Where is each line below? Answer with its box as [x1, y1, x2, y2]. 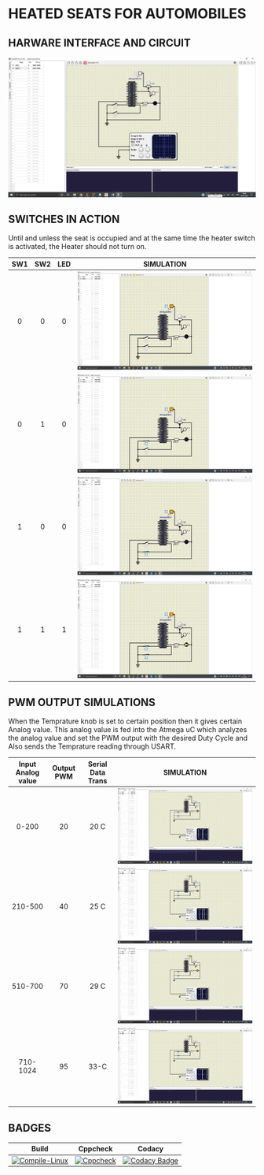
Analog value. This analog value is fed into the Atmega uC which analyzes [8, 725, 247, 734]
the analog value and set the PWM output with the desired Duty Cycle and [8, 734, 248, 742]
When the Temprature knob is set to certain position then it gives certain [8, 716, 242, 726]
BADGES [8, 1121, 52, 1135]
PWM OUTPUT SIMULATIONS [8, 695, 156, 709]
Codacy [137, 1144, 164, 1154]
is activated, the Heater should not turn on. [8, 242, 147, 251]
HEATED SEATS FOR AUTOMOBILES [8, 5, 247, 23]
